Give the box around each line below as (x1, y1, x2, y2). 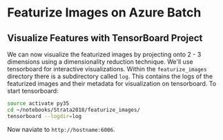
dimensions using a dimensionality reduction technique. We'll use (7, 58, 193, 66)
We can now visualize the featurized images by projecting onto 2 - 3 (7, 50, 202, 58)
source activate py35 (7, 100, 70, 107)
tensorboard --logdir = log (7, 113, 81, 119)
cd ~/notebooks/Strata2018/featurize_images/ (7, 106, 140, 113)
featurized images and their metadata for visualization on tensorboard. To (7, 80, 217, 87)
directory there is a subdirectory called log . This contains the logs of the (7, 72, 213, 80)
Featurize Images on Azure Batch (7, 5, 202, 21)
